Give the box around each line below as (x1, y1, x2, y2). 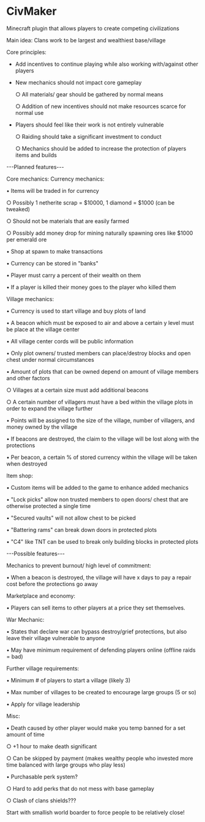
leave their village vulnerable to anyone (6, 634, 105, 641)
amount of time (6, 730, 45, 738)
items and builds (15, 151, 57, 159)
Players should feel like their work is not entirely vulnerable (15, 121, 164, 128)
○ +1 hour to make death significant (6, 742, 97, 750)
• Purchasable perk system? (6, 773, 78, 780)
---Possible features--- (6, 550, 65, 557)
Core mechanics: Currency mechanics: (6, 175, 105, 182)
